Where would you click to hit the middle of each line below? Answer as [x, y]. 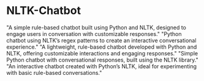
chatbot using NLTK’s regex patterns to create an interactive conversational [101, 40]
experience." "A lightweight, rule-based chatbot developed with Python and [102, 47]
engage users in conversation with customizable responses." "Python [94, 33]
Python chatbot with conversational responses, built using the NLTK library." [102, 60]
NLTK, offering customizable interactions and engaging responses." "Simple [102, 53]
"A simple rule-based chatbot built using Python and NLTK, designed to [96, 27]
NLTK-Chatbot [44, 11]
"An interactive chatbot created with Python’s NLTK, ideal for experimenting [102, 66]
